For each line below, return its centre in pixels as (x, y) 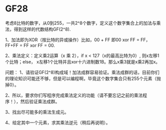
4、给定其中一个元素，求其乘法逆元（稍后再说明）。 (58, 123)
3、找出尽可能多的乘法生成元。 (37, 112)
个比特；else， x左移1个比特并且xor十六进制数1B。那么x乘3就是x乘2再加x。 (83, 62)
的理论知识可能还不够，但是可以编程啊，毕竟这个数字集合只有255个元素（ (81, 78)
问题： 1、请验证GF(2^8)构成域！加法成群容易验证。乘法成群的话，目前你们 (83, 72)
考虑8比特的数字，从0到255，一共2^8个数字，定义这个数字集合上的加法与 (81, 23)
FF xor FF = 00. (39, 45)
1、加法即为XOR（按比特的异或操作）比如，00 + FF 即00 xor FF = (73, 40)
